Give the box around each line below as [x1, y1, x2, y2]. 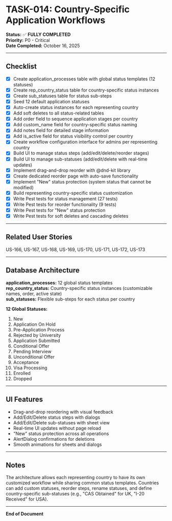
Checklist [6, 62, 37, 71]
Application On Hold [13, 321, 56, 327]
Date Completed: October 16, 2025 [6, 42, 80, 49]
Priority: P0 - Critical [6, 37, 50, 43]
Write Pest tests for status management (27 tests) [13, 195, 118, 201]
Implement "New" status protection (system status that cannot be [13, 178, 152, 185]
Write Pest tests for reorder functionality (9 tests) [13, 201, 117, 208]
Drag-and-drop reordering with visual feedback [13, 409, 114, 415]
